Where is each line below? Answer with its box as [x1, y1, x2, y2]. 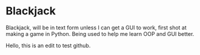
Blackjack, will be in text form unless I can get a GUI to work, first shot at [5, 24, 187, 31]
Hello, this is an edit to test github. [5, 42, 91, 49]
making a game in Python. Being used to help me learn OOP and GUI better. [5, 30, 195, 37]
